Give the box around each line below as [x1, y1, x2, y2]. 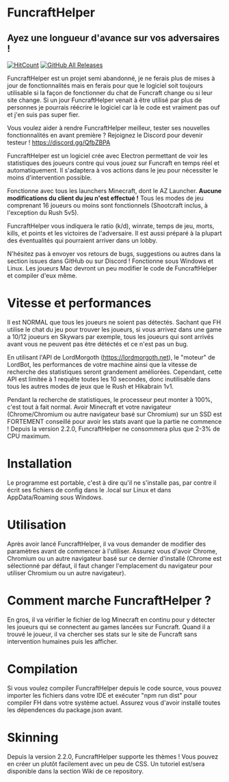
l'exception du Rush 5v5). [7, 209, 79, 216]
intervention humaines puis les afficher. [7, 637, 118, 645]
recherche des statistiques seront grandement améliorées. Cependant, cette [7, 368, 222, 376]
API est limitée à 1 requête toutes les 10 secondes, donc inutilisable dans [7, 375, 211, 383]
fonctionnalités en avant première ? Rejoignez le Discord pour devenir [7, 131, 203, 139]
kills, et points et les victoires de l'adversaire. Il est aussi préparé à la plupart [7, 229, 222, 237]
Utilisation [7, 517, 66, 533]
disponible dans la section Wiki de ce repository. [7, 767, 144, 775]
